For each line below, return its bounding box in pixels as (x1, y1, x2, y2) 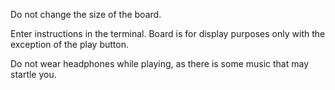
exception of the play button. (10, 39, 129, 50)
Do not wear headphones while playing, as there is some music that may (10, 58, 310, 69)
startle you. (10, 69, 57, 80)
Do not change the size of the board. (10, 9, 162, 20)
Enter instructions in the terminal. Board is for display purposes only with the (10, 28, 326, 39)
